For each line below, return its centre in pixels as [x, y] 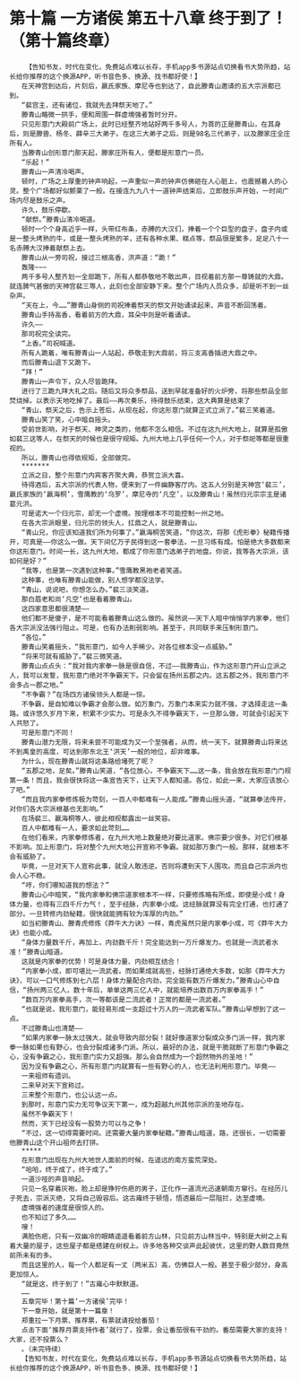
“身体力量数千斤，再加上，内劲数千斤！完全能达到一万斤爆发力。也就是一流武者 [146, 942]
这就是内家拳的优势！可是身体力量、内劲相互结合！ [101, 961]
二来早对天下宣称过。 [55, 1085]
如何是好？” [28, 561]
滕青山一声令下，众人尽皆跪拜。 [71, 381]
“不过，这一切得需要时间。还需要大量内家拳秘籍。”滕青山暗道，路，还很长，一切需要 [154, 1133]
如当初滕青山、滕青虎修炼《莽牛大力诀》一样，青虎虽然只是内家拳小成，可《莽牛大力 [154, 923]
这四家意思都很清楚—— [55, 608]
